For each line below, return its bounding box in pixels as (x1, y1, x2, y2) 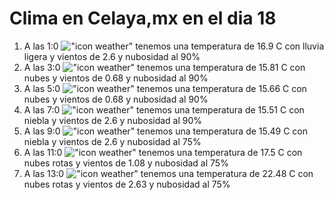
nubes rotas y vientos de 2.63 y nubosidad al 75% (23, 178, 231, 190)
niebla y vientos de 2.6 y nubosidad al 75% (23, 135, 202, 147)
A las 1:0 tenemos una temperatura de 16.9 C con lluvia (23, 40, 325, 52)
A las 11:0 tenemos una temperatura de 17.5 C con (23, 146, 303, 158)
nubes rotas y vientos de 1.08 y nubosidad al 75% (23, 157, 229, 169)
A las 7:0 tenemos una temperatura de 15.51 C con (23, 103, 305, 116)
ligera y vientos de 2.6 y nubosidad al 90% (23, 50, 201, 62)
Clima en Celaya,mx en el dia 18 (9, 7, 277, 30)
